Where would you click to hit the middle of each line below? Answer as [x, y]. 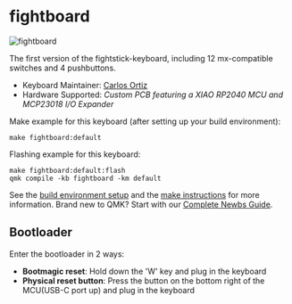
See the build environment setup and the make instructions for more [135, 194]
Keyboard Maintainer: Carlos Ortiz [85, 85]
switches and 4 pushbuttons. [63, 68]
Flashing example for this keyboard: [75, 154]
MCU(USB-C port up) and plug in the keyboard [108, 290]
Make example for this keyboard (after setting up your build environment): [145, 121]
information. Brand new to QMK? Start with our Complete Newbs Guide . [141, 204]
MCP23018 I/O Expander [68, 103]
